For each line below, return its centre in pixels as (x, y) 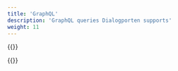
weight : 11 (23, 27)
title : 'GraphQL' (33, 14)
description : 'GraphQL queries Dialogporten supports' (90, 20)
